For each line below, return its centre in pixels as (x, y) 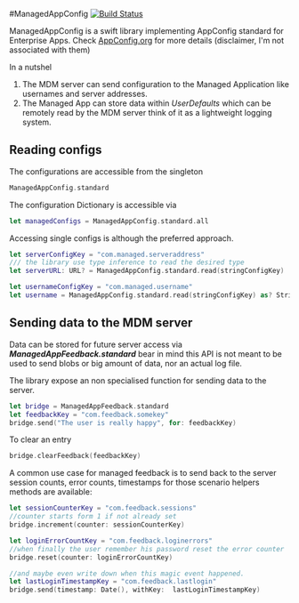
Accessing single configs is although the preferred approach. (121, 238)
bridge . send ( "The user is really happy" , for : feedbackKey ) (123, 422)
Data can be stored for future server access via (96, 344)
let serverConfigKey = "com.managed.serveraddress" (107, 254)
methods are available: (51, 492)
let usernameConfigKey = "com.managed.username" (101, 287)
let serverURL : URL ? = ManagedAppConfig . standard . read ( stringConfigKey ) (147, 271)
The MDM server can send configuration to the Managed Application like (155, 84)
